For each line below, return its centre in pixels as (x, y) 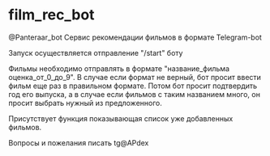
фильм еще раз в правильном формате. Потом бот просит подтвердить (133, 86)
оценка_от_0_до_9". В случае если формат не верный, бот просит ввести (135, 77)
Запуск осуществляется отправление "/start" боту (96, 53)
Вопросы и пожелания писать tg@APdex (79, 142)
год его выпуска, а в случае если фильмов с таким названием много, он (135, 94)
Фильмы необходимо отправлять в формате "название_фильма (119, 68)
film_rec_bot (51, 15)
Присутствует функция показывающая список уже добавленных (121, 118)
